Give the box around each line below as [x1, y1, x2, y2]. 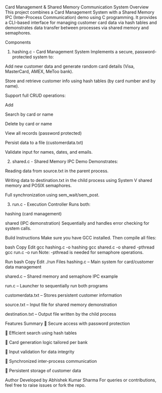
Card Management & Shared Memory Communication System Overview [5, 4, 149, 10]
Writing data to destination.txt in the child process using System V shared [5, 178, 152, 183]
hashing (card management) [5, 211, 62, 216]
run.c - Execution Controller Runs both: [12, 201, 91, 207]
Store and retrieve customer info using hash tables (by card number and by [5, 78, 156, 84]
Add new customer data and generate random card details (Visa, [5, 63, 135, 69]
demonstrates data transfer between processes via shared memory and [5, 25, 149, 31]
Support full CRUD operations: [5, 92, 66, 98]
